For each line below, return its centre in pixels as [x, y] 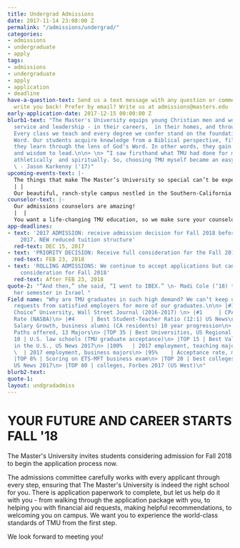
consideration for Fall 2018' [65, 273]
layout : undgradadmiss [41, 385]
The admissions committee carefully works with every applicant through [114, 477]
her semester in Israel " [52, 293]
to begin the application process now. [62, 463]
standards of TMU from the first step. [62, 522]
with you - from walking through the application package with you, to [109, 499]
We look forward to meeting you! [55, 537]
